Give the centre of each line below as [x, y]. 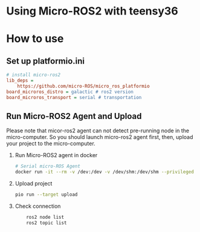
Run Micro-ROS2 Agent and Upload [74, 116]
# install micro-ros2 [34, 75]
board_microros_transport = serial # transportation [74, 97]
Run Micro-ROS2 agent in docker [56, 155]
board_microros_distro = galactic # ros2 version [70, 92]
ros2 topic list [47, 223]
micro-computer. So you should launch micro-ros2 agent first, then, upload [100, 137]
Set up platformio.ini [46, 61]
